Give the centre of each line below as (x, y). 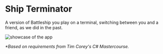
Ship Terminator (39, 9)
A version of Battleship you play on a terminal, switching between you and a (82, 22)
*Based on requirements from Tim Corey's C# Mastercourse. (67, 46)
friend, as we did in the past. (34, 27)
